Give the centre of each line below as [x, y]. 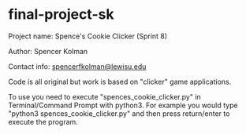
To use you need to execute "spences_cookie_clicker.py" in [104, 96]
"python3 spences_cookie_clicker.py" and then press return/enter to [119, 113]
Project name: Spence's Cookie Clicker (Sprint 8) [88, 36]
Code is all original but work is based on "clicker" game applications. [120, 81]
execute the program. [43, 121]
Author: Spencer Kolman [48, 51]
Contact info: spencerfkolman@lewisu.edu [77, 66]
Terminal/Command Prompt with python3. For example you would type [123, 105]
